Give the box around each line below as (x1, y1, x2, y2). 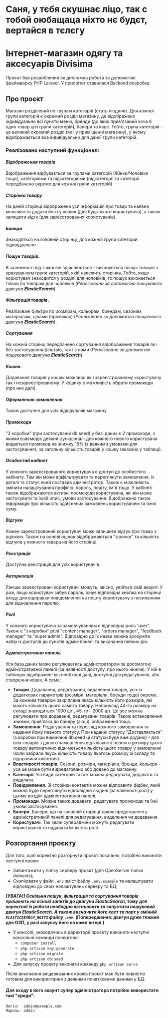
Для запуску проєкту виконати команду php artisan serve (12, 961, 138, 967)
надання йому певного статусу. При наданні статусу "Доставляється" (12, 729, 163, 735)
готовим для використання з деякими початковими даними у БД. (5, 976, 146, 982)
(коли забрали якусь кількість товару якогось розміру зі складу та (12, 750, 155, 756)
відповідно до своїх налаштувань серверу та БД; (12, 883, 118, 889)
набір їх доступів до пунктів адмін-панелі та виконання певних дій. (5, 638, 149, 644)
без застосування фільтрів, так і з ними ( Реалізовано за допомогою (5, 347, 151, 353)
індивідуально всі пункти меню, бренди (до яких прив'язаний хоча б (5, 118, 152, 124)
